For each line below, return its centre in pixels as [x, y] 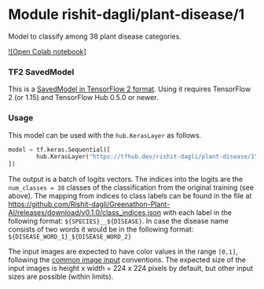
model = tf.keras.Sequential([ [59, 150]
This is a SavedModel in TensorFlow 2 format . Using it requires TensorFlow [130, 89]
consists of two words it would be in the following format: [101, 229]
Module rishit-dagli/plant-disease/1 [126, 15]
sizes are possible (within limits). [61, 276]
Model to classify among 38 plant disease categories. [95, 36]
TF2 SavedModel [41, 72]
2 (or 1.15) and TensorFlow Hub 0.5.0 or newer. [83, 98]
